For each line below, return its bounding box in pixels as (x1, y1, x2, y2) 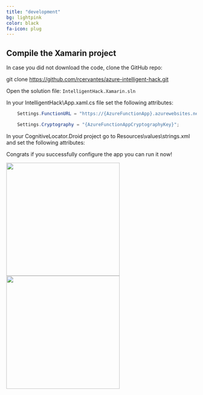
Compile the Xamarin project (6, 48, 117, 58)
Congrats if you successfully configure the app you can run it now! (6, 150, 172, 157)
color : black (6, 20, 39, 26)
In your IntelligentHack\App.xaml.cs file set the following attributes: (6, 99, 173, 106)
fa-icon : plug (6, 25, 42, 32)
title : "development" (6, 8, 61, 15)
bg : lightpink (6, 14, 42, 21)
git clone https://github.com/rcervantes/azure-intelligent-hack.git (6, 76, 169, 83)
